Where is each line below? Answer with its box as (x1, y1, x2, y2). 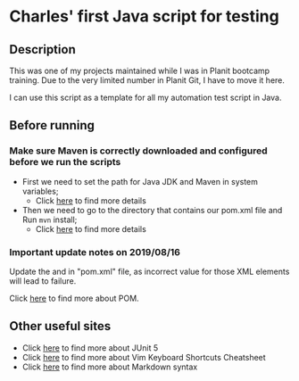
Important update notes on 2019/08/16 (9, 245, 181, 258)
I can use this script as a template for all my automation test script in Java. (9, 92, 282, 103)
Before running (9, 118, 96, 133)
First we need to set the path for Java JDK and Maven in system (21, 176, 259, 186)
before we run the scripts (9, 156, 121, 169)
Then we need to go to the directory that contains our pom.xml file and (21, 204, 283, 215)
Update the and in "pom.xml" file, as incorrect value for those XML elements (9, 266, 290, 277)
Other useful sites (9, 319, 112, 334)
